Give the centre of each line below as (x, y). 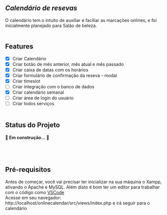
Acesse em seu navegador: (33, 198)
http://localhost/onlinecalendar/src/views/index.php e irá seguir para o (78, 203)
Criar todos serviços (33, 104)
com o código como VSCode (35, 192)
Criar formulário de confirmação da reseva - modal (65, 75)
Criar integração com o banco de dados (53, 86)
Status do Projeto (33, 125)
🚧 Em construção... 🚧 (27, 138)
